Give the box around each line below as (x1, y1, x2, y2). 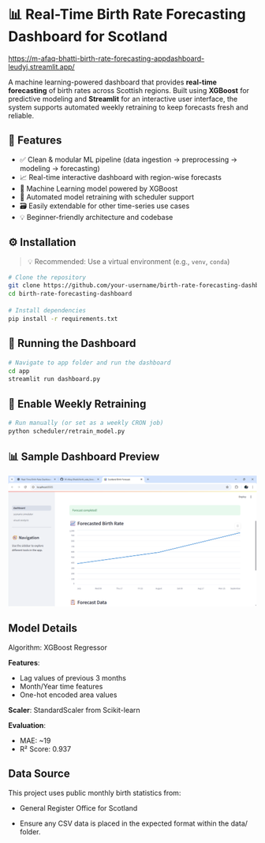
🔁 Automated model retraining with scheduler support (19, 192, 195, 201)
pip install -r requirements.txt (8, 315, 118, 323)
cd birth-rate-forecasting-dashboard (8, 290, 132, 298)
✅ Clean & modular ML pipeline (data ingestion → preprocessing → (19, 155, 238, 164)
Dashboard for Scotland (8, 28, 168, 46)
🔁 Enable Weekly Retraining (8, 397, 147, 410)
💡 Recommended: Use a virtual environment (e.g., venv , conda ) (27, 256, 230, 266)
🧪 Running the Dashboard (8, 337, 136, 350)
